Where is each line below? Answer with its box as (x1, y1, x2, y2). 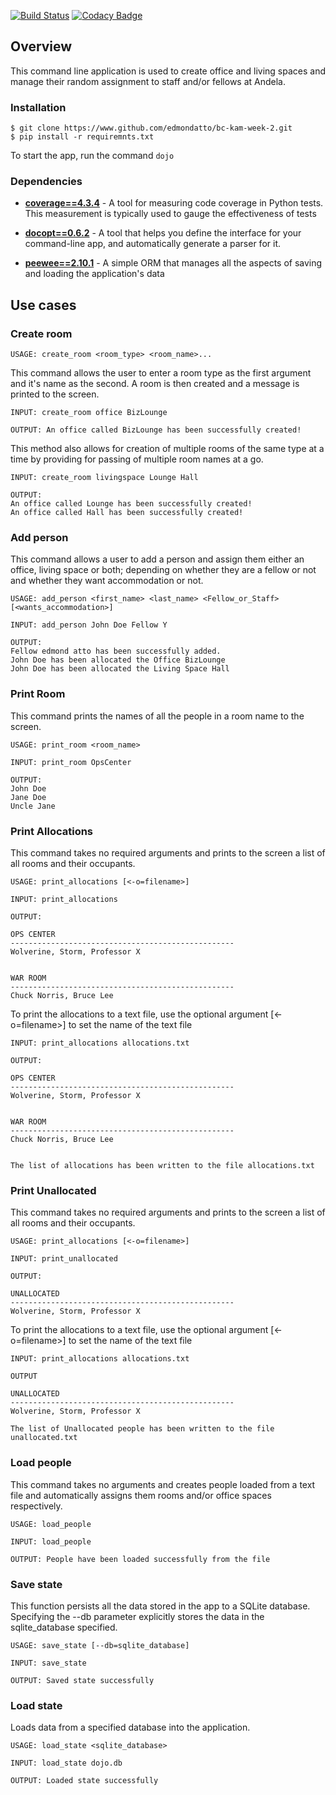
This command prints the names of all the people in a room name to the (10, 710, 305, 722)
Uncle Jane (10, 801, 56, 811)
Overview (10, 38, 73, 55)
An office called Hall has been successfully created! (10, 508, 244, 518)
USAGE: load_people (10, 1519, 92, 1529)
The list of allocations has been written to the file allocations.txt (10, 1160, 315, 1170)
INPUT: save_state (10, 1658, 87, 1668)
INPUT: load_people (10, 1536, 92, 1547)
